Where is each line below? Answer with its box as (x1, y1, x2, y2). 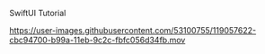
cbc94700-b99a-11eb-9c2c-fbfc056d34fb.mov (9, 35, 186, 45)
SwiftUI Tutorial (9, 8, 66, 18)
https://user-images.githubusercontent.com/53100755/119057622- (9, 25, 257, 35)
